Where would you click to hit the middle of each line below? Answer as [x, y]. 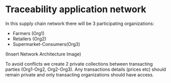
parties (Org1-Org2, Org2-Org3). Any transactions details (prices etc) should [86, 69]
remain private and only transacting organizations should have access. [80, 74]
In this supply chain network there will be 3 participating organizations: [80, 23]
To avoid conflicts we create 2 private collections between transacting [79, 64]
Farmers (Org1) [29, 33]
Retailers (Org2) [29, 39]
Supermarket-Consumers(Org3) [46, 44]
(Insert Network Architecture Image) [43, 54]
